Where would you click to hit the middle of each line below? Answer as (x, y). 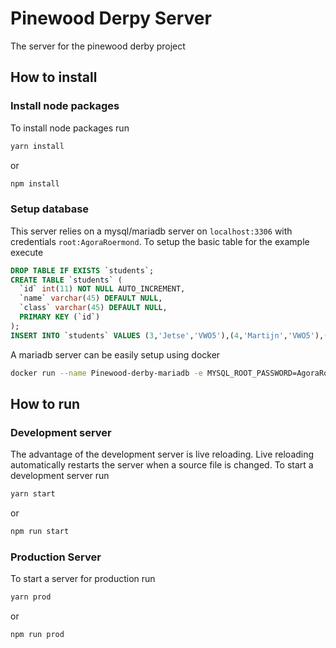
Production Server (56, 557)
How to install (54, 77)
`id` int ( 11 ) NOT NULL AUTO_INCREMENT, (102, 289)
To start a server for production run (83, 579)
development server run (60, 476)
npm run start (40, 532)
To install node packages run (70, 128)
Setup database (50, 209)
